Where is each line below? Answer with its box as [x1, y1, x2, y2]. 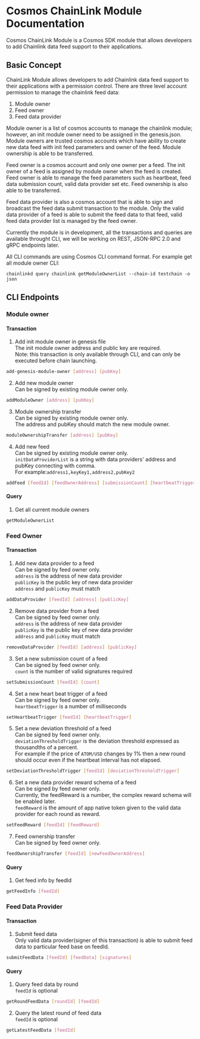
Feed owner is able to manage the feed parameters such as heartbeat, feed [6, 174, 192, 181]
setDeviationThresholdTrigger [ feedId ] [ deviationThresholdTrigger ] [6, 768, 180, 774]
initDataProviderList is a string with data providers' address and [14, 455, 176, 463]
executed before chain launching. [14, 357, 97, 364]
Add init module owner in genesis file [14, 338, 106, 345]
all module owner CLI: [6, 259, 60, 266]
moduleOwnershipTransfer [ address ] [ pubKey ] [6, 432, 118, 439]
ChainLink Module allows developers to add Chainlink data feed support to [6, 76, 189, 83]
